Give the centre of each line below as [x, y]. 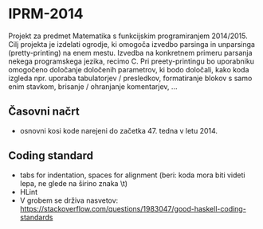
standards [36, 217]
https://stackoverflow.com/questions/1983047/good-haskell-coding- [133, 208]
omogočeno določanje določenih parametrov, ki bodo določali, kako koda [129, 69]
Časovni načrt [44, 112]
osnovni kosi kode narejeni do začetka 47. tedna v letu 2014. [118, 130]
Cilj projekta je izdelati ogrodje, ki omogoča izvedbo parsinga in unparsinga [131, 44]
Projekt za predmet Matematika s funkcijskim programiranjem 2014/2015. [128, 36]
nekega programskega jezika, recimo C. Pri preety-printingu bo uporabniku [131, 61]
